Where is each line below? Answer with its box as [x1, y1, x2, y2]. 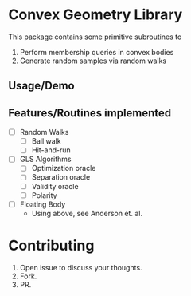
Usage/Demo [8, 79, 75, 93]
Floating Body [19, 199, 66, 209]
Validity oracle [31, 181, 79, 191]
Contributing [8, 236, 95, 255]
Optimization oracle [31, 164, 96, 173]
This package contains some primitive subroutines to [8, 32, 182, 41]
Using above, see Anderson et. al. [31, 208, 143, 218]
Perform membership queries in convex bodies [19, 47, 174, 57]
